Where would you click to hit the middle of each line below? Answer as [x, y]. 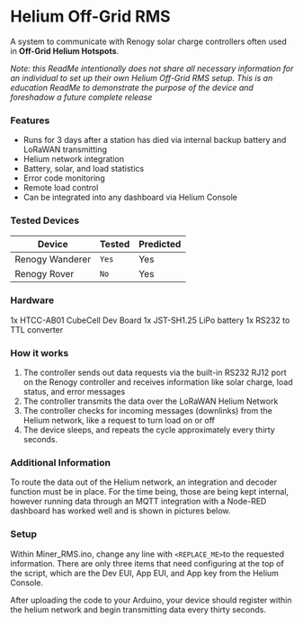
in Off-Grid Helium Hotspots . [65, 50]
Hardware [32, 300]
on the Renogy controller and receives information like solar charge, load [158, 382]
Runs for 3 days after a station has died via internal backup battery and [155, 140]
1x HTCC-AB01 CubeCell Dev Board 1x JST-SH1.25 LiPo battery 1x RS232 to [150, 320]
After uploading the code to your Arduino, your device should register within [151, 600]
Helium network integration [74, 159]
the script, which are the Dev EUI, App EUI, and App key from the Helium [145, 573]
